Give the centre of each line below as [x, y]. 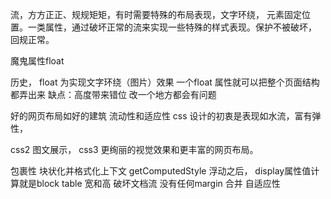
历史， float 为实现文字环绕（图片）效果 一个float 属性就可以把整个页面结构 [165, 82]
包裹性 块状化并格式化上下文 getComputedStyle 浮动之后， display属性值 [161, 171]
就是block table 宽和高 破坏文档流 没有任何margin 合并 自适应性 [149, 183]
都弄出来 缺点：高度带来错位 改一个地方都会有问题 [113, 94]
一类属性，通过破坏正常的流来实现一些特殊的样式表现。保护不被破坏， [172, 27]
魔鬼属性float [37, 61]
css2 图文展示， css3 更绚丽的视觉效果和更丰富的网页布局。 [134, 149]
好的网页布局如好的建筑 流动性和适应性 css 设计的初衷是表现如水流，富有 [161, 116]
